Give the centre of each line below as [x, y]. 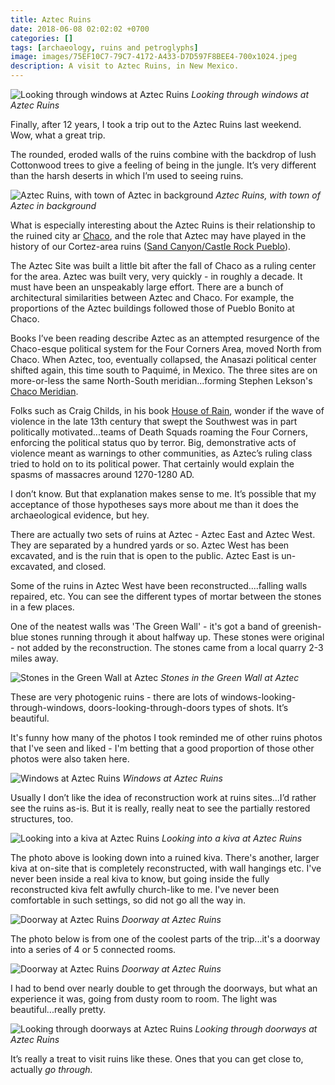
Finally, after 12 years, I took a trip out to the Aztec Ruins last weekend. [156, 124]
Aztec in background [53, 205]
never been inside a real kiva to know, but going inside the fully [140, 879]
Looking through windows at [250, 94]
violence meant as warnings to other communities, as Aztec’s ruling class [161, 453]
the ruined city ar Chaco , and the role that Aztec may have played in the [158, 235]
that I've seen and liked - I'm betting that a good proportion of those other [162, 748]
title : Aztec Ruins [51, 19]
